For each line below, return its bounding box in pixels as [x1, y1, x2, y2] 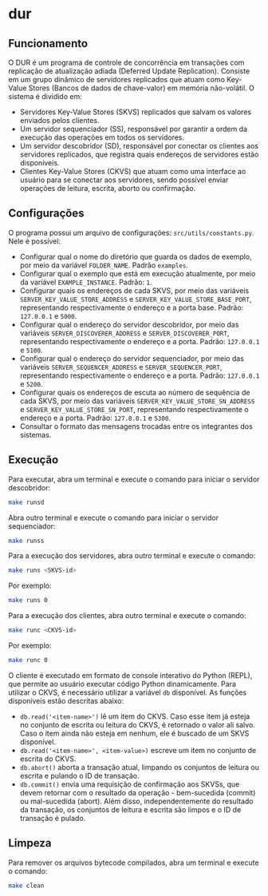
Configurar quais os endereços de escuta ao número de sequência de [19, 387, 250, 397]
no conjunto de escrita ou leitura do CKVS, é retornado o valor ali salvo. [19, 720, 255, 729]
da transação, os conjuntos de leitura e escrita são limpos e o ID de [19, 804, 242, 815]
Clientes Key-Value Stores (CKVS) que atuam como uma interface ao [19, 167, 246, 176]
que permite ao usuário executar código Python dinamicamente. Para [8, 679, 237, 688]
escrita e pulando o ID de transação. [19, 771, 140, 780]
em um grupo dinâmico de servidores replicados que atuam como [8, 75, 226, 84]
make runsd [8, 498, 45, 506]
